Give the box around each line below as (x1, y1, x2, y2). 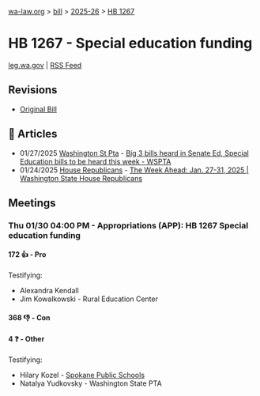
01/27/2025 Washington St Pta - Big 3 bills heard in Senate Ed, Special (19, 148, 249, 157)
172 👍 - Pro (8, 250, 47, 259)
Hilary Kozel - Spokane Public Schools (19, 370, 145, 379)
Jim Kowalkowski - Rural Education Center (19, 294, 158, 304)
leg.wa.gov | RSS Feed (8, 60, 82, 70)
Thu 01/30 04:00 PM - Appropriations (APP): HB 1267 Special (8, 220, 249, 231)
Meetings (8, 196, 57, 209)
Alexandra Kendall (19, 286, 79, 296)
